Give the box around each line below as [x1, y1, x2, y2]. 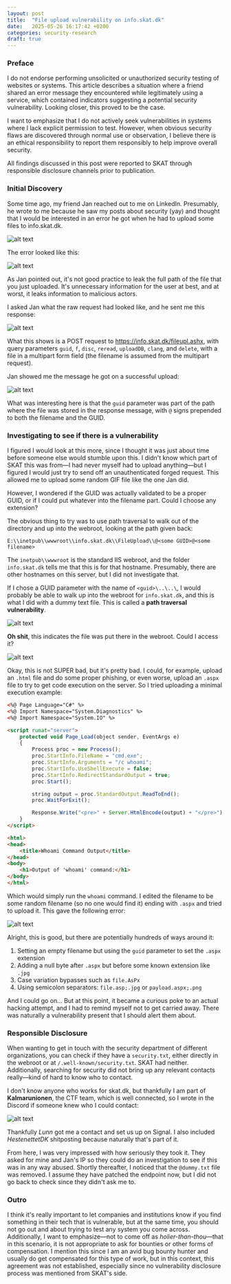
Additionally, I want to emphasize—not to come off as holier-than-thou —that [7, 1232, 223, 1241]
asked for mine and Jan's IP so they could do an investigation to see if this [7, 1156, 218, 1164]
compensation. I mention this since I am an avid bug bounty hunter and [7, 1247, 208, 1256]
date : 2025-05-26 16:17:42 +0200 [7, 23, 109, 30]
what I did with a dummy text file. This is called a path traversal [7, 599, 188, 607]
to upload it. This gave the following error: [7, 907, 126, 915]
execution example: [7, 688, 63, 696]
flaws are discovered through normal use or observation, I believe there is [7, 132, 217, 140]
